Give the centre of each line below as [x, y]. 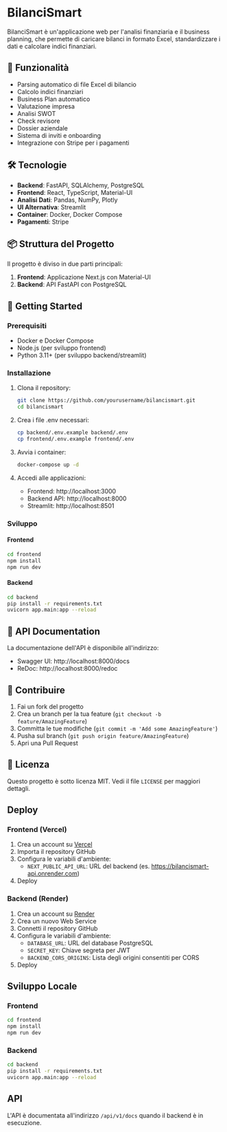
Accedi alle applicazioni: [51, 478]
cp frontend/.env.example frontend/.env [75, 439]
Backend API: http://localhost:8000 [77, 498]
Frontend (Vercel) [37, 830]
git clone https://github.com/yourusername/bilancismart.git [106, 401]
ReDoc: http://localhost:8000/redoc [67, 669]
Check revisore [38, 121]
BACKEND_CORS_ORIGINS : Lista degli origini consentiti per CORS [113, 957]
